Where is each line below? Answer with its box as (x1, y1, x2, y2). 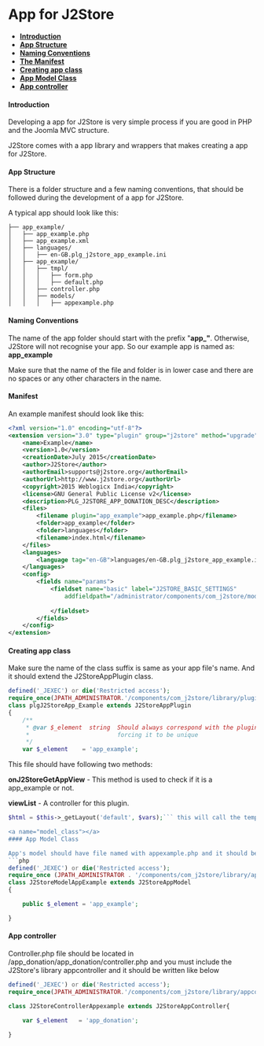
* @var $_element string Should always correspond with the (25, 724, 234, 731)
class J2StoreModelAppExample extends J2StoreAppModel (8, 878, 192, 886)
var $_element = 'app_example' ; (22, 746, 139, 753)
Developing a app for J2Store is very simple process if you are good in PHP (8, 117, 253, 127)
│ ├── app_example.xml (8, 238, 90, 245)
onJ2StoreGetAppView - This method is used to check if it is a (8, 775, 213, 784)
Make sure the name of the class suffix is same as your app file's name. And (8, 663, 255, 673)
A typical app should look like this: (8, 208, 119, 218)
